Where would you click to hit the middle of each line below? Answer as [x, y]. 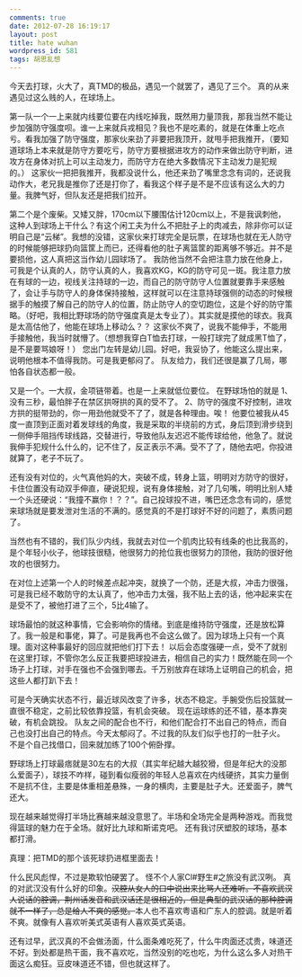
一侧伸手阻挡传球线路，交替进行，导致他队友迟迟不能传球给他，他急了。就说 [151, 435]
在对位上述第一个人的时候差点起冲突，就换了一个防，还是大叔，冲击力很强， [151, 582]
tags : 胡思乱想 [35, 59]
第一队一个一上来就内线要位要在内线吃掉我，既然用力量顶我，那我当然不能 [147, 116]
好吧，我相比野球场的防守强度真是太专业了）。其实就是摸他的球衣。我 [156, 315]
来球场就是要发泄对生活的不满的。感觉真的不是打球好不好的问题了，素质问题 [151, 511]
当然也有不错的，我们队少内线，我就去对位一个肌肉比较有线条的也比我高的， [151, 541]
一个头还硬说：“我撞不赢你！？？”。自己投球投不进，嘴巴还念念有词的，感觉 [151, 499]
